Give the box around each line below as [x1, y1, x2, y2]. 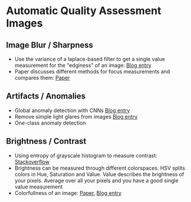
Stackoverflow [14, 158, 50, 165]
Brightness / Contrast [6, 136, 87, 146]
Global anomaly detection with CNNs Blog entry [14, 107, 130, 114]
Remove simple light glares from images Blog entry [14, 113, 138, 120]
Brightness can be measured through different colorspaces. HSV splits [14, 164, 186, 171]
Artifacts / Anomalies [6, 91, 86, 101]
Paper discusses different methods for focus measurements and [14, 68, 170, 75]
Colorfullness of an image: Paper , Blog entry [14, 189, 122, 196]
